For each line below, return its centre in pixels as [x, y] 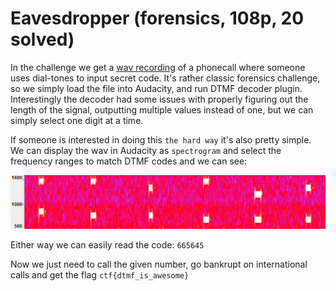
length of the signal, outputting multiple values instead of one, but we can [162, 109]
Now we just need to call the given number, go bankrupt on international [159, 264]
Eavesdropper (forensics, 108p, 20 [157, 18]
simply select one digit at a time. [77, 120]
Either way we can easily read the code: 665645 [107, 244]
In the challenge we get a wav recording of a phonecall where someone [158, 67]
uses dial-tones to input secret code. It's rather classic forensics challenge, [165, 78]
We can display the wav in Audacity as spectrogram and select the [146, 150]
